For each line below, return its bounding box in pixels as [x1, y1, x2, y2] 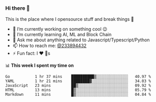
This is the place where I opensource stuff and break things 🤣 [5, 16, 134, 22]
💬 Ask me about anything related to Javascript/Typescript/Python [12, 37, 150, 43]
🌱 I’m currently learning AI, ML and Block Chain [12, 32, 112, 38]
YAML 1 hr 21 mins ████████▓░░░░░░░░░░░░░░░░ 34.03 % [5, 79, 151, 84]
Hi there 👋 [5, 5, 30, 12]
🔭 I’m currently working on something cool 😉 [12, 26, 108, 32]
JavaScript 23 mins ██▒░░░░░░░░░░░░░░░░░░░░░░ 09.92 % [5, 83, 151, 88]
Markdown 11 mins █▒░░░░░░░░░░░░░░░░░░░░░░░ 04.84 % [5, 92, 151, 97]
